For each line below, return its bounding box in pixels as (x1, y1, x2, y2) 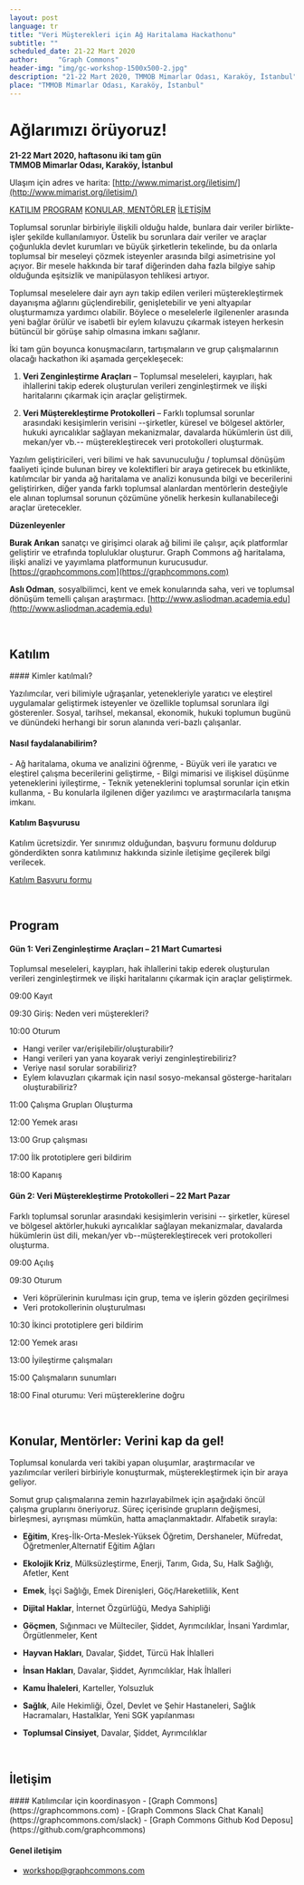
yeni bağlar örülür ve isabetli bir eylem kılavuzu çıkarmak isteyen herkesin (9, 316, 284, 327)
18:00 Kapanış (9, 1170, 62, 1181)
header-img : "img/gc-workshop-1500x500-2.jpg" (9, 64, 188, 73)
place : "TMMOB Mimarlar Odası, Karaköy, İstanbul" (9, 81, 204, 90)
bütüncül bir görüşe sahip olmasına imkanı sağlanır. (9, 325, 201, 336)
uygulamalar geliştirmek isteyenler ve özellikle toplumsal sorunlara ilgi (9, 698, 270, 709)
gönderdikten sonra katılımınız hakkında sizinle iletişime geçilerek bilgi (9, 846, 271, 857)
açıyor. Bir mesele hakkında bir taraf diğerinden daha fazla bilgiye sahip (9, 260, 276, 271)
